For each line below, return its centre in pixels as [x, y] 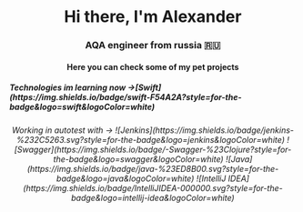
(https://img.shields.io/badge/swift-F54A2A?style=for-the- [126, 97]
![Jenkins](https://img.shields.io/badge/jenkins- [204, 130]
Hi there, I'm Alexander [153, 17]
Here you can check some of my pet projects [153, 66]
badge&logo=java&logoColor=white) [125, 178]
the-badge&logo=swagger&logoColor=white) [139, 159]
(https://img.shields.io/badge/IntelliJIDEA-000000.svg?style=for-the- [153, 187]
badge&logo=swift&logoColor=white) [82, 107]
